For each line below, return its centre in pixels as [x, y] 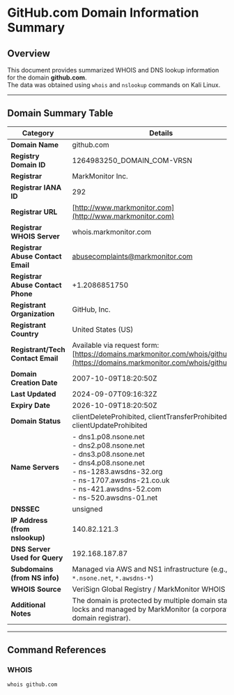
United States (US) [103, 329]
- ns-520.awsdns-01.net [115, 498]
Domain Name [35, 144]
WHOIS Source [36, 589]
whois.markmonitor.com [112, 231]
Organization [33, 314]
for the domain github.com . [47, 77]
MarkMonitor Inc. [100, 176]
